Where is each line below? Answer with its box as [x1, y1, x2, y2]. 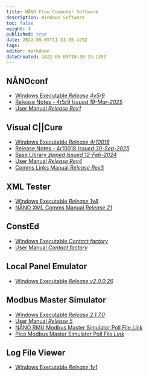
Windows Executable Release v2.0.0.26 [14, 277, 113, 284]
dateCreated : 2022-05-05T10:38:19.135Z [6, 54, 107, 60]
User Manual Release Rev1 [14, 105, 81, 112]
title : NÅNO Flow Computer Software [6, 8, 98, 15]
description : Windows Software [6, 14, 85, 21]
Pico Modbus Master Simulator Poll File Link [14, 330, 125, 337]
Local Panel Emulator [6, 261, 87, 272]
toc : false [6, 20, 34, 26]
